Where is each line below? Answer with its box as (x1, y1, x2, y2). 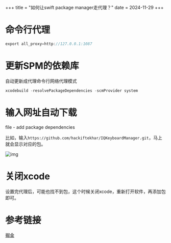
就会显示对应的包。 (5, 141, 46, 147)
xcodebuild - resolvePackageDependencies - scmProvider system (5, 88, 138, 93)
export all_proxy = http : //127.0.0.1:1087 (5, 41, 93, 46)
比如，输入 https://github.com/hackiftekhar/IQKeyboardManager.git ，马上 (5, 134, 162, 141)
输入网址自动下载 (5, 106, 78, 118)
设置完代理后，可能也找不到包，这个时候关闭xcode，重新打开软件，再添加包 (5, 188, 166, 195)
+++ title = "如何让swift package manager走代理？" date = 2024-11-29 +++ (5, 5, 164, 10)
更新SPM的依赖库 (5, 60, 79, 71)
